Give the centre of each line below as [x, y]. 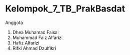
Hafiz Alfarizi [26, 42]
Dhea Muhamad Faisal [35, 32]
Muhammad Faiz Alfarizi [37, 37]
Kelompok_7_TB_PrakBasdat [65, 9]
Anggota [14, 22]
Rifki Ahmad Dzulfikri [34, 48]
